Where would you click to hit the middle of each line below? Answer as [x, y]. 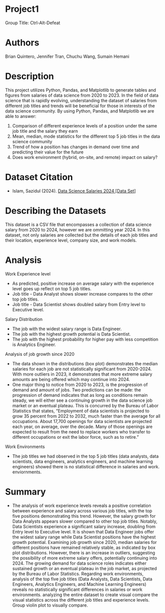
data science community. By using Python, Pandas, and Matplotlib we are [80, 111]
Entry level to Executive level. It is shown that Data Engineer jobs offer [83, 532]
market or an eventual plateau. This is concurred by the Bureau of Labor [85, 405]
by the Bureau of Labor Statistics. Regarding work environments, [78, 574]
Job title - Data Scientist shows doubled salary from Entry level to [79, 304]
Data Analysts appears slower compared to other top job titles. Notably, [85, 521]
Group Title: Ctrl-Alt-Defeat [33, 23]
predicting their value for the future [48, 152]
